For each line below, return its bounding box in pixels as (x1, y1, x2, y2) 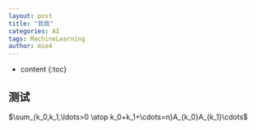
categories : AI (8, 27, 60, 35)
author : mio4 (8, 42, 53, 50)
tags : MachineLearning (8, 34, 85, 43)
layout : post (8, 11, 53, 20)
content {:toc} (20, 64, 67, 74)
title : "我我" (8, 19, 54, 28)
